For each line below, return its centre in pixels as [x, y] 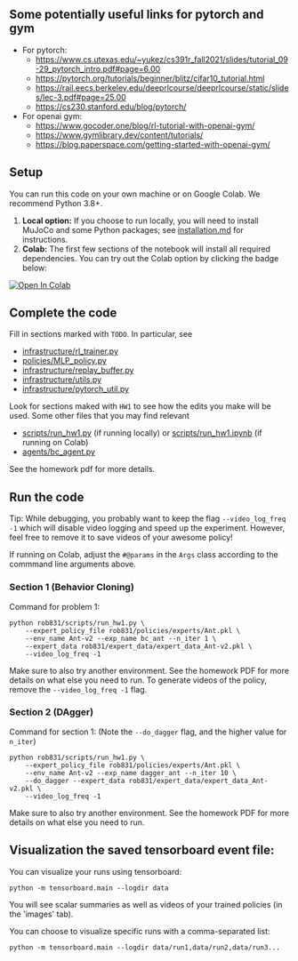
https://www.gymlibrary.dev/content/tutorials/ [119, 135]
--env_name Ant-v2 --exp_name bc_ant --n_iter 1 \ [121, 638]
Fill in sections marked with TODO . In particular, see [101, 334]
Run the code [47, 497]
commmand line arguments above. [72, 565]
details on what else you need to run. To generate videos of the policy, [138, 680]
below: [34, 268]
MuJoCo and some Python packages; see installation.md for [133, 229]
